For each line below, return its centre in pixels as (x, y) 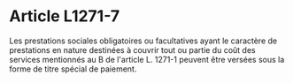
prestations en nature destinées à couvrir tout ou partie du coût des (132, 49)
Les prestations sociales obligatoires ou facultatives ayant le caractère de (143, 41)
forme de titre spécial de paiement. (73, 69)
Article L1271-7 (65, 16)
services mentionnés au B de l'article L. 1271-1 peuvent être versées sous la (147, 59)
